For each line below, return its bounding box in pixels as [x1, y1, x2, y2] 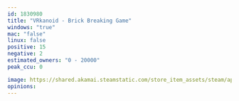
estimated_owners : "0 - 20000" [7, 57, 100, 64]
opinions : [7, 83, 37, 90]
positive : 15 [7, 43, 46, 51]
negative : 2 [7, 51, 43, 58]
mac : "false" [7, 30, 46, 38]
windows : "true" [7, 23, 55, 31]
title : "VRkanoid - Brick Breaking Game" [7, 17, 132, 24]
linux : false [7, 37, 46, 44]
